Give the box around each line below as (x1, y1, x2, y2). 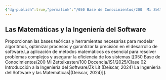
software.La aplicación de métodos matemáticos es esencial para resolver (5, 49, 157, 54)
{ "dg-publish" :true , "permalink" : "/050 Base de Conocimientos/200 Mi (5, 7, 152, 12)
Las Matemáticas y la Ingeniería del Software (5, 26, 146, 34)
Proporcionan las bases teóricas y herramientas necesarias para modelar (5, 38, 154, 44)
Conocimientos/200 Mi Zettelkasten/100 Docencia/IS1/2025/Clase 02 (5, 59, 147, 65)
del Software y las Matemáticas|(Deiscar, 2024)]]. (5, 70, 107, 76)
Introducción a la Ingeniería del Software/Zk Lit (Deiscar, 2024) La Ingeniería (5, 64, 161, 70)
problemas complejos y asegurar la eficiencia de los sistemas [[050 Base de (5, 54, 161, 60)
